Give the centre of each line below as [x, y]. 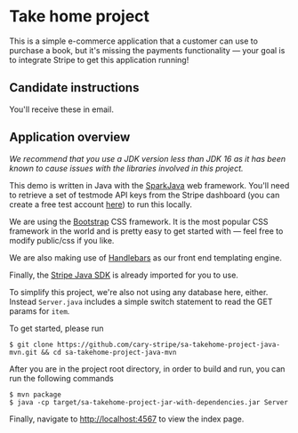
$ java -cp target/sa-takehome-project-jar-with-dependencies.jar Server [149, 402]
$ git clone [31, 344]
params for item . [40, 311]
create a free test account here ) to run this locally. [101, 204]
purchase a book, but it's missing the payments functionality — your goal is [147, 50]
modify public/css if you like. [62, 240]
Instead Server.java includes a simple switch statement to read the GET [141, 301]
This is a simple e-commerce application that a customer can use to [133, 41]
